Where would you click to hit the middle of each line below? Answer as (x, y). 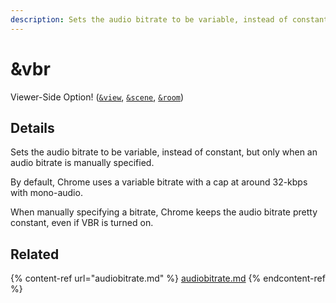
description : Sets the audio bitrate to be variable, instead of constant (169, 19)
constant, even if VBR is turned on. (82, 223)
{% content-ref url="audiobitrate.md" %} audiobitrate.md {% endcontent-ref (168, 278)
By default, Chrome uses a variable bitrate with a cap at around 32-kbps (159, 182)
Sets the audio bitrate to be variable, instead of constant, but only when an (164, 152)
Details (32, 127)
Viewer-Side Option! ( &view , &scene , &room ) (97, 97)
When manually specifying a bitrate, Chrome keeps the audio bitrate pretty (164, 212)
